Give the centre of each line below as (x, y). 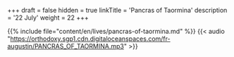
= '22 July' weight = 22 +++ (48, 18)
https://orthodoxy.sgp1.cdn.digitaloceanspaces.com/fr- (90, 39)
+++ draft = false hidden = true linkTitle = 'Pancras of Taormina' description (117, 10)
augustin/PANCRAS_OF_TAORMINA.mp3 (66, 46)
